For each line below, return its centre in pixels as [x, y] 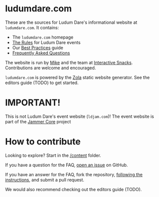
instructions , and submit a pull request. [45, 180]
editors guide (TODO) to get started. [42, 83]
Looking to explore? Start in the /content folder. [53, 155]
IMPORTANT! [33, 103]
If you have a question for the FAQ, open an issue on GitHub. [67, 165]
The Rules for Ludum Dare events [46, 42]
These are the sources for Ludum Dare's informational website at [71, 22]
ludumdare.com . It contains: [32, 27]
